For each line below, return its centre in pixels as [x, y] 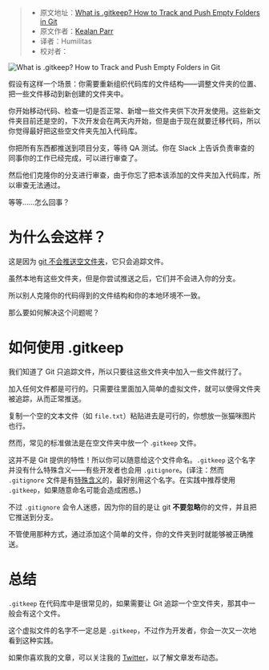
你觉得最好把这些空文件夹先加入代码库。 [75, 131]
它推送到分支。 [33, 517]
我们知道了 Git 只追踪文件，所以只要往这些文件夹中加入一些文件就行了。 [127, 372]
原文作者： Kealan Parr [76, 31]
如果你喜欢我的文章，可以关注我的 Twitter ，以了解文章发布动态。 [115, 657]
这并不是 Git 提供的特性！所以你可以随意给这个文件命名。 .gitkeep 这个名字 [132, 460]
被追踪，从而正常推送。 [47, 398]
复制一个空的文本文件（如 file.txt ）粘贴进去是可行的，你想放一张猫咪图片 [132, 416]
